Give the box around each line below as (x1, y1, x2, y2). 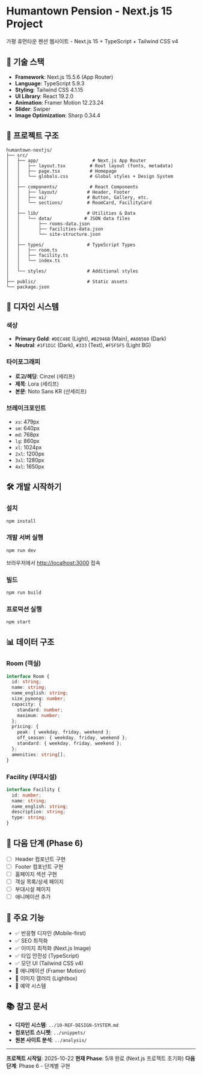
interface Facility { (6, 786, 61, 792)
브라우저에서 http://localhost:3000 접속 (6, 559, 101, 566)
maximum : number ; (17, 712, 61, 718)
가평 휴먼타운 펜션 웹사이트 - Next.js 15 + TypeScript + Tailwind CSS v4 (6, 37, 179, 45)
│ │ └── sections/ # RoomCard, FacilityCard (6, 200, 152, 206)
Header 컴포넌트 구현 (14, 855, 66, 863)
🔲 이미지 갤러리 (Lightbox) (14, 975, 78, 982)
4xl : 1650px (14, 463, 44, 470)
